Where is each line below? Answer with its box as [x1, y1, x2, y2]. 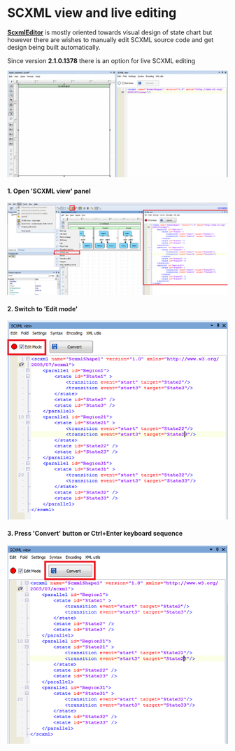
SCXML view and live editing [7, 5, 177, 21]
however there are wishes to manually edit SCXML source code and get [7, 35, 214, 43]
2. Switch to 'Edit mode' [7, 304, 78, 313]
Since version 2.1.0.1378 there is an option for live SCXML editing [7, 56, 196, 65]
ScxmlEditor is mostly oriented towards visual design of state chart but [7, 28, 213, 36]
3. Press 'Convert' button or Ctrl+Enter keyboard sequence [7, 529, 183, 537]
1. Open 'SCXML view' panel [7, 187, 91, 195]
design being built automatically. [7, 43, 101, 51]
